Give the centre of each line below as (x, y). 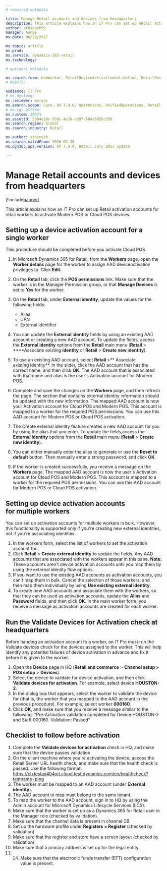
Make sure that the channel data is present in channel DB (71, 821)
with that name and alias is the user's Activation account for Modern (83, 376)
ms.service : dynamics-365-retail (40, 55)
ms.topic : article (25, 46)
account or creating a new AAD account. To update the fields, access (84, 340)
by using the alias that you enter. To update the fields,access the (79, 432)
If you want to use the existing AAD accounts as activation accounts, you (87, 575)
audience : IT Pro (24, 91)
